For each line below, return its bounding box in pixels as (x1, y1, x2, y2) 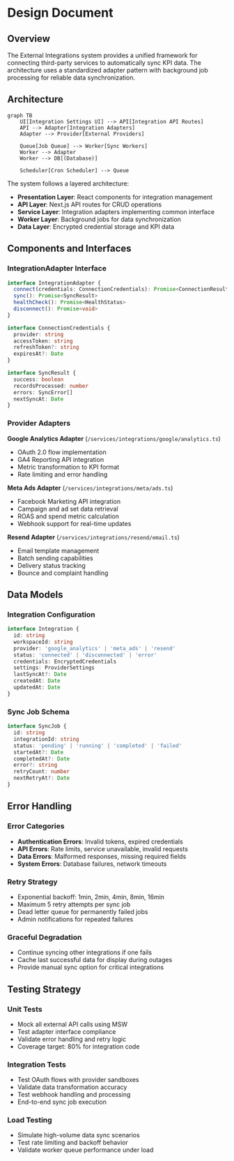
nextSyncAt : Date (13, 396, 64, 403)
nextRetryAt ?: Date (13, 774, 70, 782)
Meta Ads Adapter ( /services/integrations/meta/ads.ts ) (7, 484, 173, 492)
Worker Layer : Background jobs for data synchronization (17, 215, 181, 223)
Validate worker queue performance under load (17, 1146, 154, 1154)
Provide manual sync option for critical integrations (17, 963, 164, 971)
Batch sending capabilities (17, 553, 93, 562)
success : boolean (13, 375, 64, 383)
